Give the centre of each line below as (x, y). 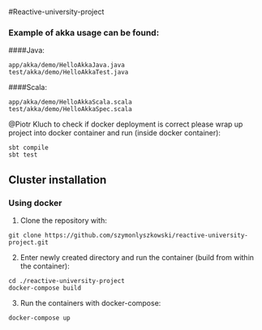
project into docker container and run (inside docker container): (115, 133)
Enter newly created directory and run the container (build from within (137, 257)
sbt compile (28, 148)
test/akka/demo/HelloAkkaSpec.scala (70, 109)
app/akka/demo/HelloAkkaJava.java (67, 65)
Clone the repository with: (63, 220)
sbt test (23, 155)
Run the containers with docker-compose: (90, 302)
